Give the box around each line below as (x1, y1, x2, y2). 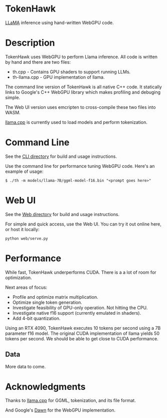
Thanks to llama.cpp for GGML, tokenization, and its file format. (5, 397, 136, 403)
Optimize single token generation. (12, 299, 83, 305)
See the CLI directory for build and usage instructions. (5, 153, 117, 159)
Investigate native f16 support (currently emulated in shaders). (12, 310, 141, 316)
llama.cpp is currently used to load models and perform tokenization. (5, 119, 148, 125)
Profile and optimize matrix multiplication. (12, 294, 99, 300)
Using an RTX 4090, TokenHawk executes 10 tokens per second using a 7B (5, 325, 161, 331)
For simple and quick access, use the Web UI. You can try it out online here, (5, 221, 162, 227)
